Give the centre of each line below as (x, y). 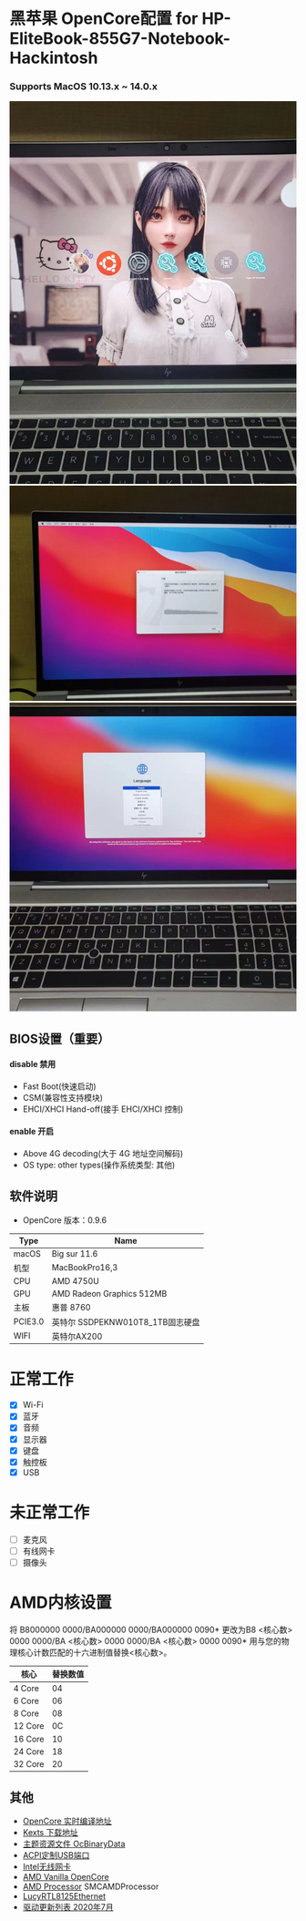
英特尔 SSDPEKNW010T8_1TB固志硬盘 (126, 1321)
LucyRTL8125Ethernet (64, 1896)
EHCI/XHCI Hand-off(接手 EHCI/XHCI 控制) (103, 1109)
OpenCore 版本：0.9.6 (65, 1220)
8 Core (26, 1713)
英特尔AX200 (77, 1336)
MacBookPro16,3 (85, 1268)
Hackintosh (54, 58)
